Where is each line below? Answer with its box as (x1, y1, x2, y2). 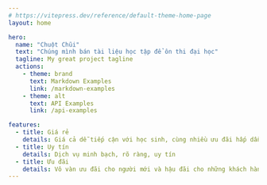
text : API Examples (29, 100, 94, 108)
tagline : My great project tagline (15, 55, 133, 63)
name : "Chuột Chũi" (15, 40, 80, 48)
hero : (8, 33, 26, 41)
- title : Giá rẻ (15, 128, 69, 137)
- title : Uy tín (15, 143, 69, 151)
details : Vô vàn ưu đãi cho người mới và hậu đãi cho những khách (22, 165, 247, 173)
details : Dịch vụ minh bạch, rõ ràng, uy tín (22, 150, 176, 158)
